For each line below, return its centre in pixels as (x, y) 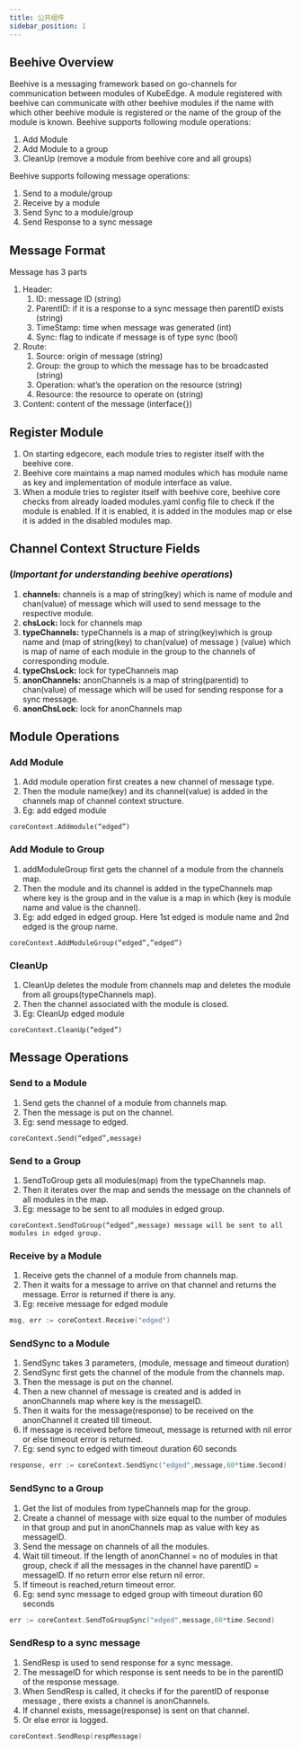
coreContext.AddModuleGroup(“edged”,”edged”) (96, 943)
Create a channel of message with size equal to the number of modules (155, 1517)
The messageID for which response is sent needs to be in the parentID (153, 1672)
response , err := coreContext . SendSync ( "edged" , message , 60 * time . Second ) (148, 1465)
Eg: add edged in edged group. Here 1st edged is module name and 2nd (155, 916)
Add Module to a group (65, 149)
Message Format (58, 250)
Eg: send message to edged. (75, 1122)
